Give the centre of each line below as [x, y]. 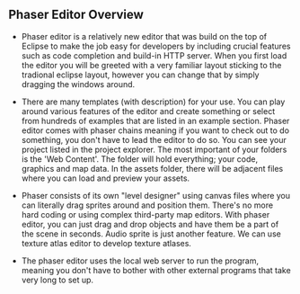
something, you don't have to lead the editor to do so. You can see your [154, 139]
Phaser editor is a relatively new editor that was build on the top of [144, 36]
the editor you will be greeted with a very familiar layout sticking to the [151, 65]
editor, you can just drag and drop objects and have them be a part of [150, 224]
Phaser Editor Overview [76, 15]
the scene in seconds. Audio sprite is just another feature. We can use [151, 234]
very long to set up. [57, 280]
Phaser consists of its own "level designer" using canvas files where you [156, 195]
